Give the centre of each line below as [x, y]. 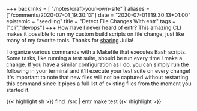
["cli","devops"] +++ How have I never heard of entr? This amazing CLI [94, 27]
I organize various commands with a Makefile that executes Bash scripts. [96, 52]
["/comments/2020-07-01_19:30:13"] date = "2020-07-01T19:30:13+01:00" [98, 15]
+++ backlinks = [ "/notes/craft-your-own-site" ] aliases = [78, 9]
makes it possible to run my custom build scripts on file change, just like [95, 34]
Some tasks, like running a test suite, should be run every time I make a [94, 58]
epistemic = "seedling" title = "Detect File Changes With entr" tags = [91, 21]
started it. [18, 90]
